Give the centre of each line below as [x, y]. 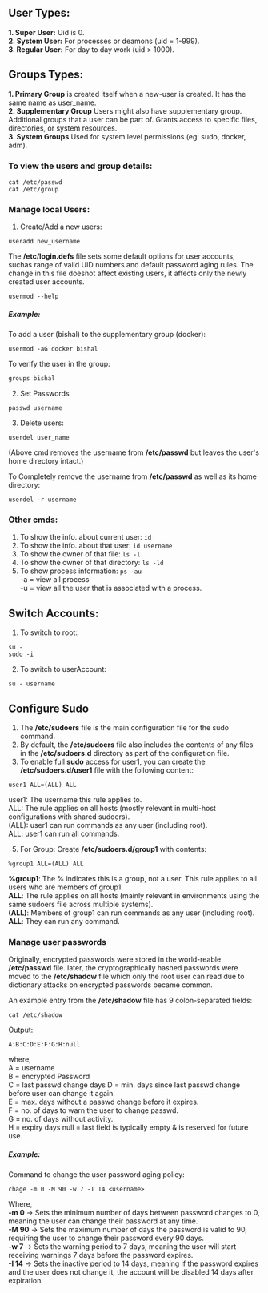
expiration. [26, 1281]
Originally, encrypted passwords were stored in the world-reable [115, 959]
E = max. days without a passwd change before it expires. [104, 1102]
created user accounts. [47, 282]
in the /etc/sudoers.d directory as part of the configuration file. [124, 753]
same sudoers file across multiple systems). [81, 905]
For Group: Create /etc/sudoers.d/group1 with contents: [113, 849]
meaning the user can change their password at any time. [103, 1221]
